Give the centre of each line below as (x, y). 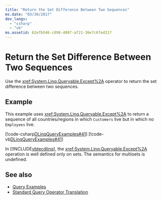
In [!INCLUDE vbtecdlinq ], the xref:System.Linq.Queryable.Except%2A (76, 149)
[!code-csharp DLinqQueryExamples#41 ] (46, 134)
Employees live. (20, 124)
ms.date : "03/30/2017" (28, 14)
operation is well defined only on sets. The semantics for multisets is (75, 154)
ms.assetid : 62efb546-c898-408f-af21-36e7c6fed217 (58, 33)
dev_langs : (16, 19)
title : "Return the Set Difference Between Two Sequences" (67, 10)
